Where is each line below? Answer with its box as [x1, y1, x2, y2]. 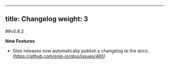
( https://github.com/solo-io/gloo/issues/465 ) [12, 53, 106, 59]
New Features [5, 38, 35, 44]
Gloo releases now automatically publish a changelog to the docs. [12, 47, 149, 53]
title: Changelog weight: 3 [5, 15, 89, 23]
